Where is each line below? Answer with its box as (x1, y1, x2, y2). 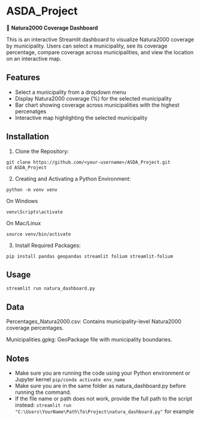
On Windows (6, 197, 38, 204)
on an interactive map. (6, 55, 62, 62)
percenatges (14, 107, 47, 115)
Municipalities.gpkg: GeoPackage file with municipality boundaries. (6, 336, 172, 343)
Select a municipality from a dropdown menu (14, 89, 126, 96)
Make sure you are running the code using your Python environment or (14, 369, 190, 376)
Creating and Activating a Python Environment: (14, 175, 131, 182)
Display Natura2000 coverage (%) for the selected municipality (14, 95, 172, 102)
